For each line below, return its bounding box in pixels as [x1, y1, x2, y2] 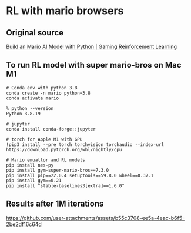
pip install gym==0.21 [6, 178, 62, 184]
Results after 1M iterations [6, 199, 104, 209]
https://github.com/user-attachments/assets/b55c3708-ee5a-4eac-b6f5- [6, 214, 185, 221]
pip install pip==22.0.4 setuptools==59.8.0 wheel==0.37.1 [6, 172, 154, 178]
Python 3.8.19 [6, 111, 41, 116]
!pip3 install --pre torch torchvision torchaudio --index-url [6, 141, 165, 148]
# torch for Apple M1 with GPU [6, 137, 83, 142]
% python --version [6, 105, 54, 111]
